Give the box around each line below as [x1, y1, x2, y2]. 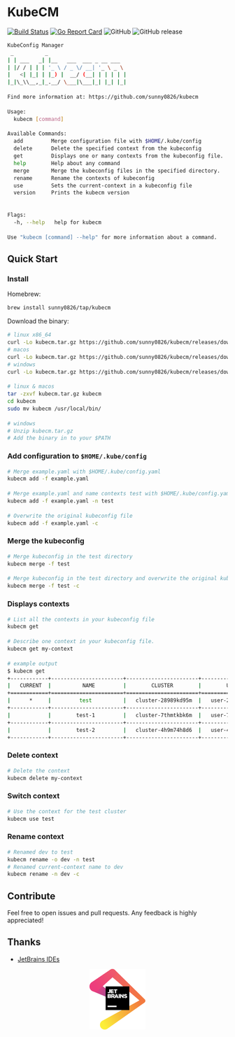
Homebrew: [7, 290, 41, 298]
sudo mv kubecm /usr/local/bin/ [7, 405, 101, 412]
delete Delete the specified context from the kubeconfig [13, 145, 201, 153]
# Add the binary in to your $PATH [7, 435, 111, 442]
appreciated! [7, 916, 44, 924]
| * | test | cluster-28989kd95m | [7, 697, 201, 704]
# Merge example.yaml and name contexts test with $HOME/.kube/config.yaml [7, 491, 233, 498]
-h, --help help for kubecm [13, 218, 101, 226]
